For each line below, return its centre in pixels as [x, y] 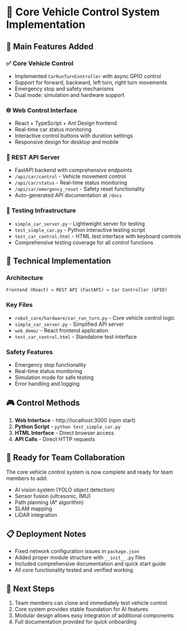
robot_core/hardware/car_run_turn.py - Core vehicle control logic [95, 318]
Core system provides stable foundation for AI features [81, 609]
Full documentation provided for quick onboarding [76, 622]
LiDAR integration [36, 514]
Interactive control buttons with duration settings [74, 136]
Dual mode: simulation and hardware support [70, 95]
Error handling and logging [47, 384]
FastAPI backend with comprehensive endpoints [73, 170]
